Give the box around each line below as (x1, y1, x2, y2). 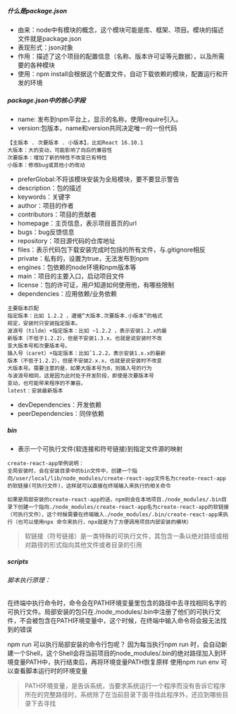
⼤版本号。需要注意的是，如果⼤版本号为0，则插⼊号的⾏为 (7, 364, 153, 371)
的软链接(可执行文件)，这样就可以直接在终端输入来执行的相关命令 (7, 482, 171, 489)
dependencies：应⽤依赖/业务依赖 (17, 289, 118, 297)
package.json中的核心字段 (7, 96, 86, 104)
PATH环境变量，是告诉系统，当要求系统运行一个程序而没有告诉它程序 (24, 682, 226, 690)
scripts (7, 557, 29, 565)
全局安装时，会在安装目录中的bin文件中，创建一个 (7, 467, 132, 474)
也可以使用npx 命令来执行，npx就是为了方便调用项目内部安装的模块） (17, 518, 192, 525)
